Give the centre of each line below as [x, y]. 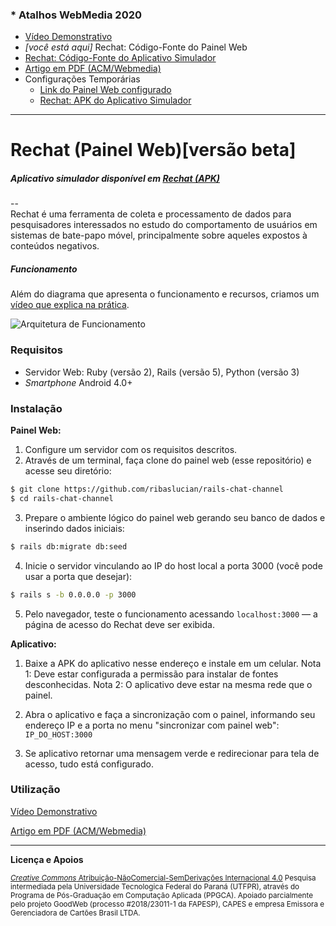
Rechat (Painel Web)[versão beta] [153, 150]
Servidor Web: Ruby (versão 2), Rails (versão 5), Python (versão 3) [162, 372]
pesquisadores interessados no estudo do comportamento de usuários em [164, 225]
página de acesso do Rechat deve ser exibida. [119, 624]
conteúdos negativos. [55, 246]
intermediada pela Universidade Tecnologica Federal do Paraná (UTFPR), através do [155, 886]
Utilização [35, 790]
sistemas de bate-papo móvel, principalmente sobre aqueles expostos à [159, 235]
